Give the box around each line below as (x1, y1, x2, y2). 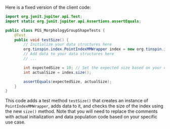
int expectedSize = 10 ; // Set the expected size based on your (23, 65, 162, 70)
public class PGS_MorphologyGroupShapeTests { (5, 28, 105, 33)
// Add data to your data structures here (23, 52, 114, 57)
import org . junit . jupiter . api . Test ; (5, 14, 82, 19)
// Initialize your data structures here (23, 42, 112, 47)
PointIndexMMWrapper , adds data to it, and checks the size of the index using (5, 103, 163, 109)
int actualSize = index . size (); (23, 70, 92, 75)
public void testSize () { (14, 37, 69, 42)
